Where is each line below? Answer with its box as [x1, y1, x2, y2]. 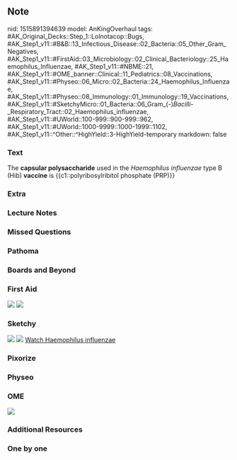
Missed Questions [7, 227, 71, 237]
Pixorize [7, 354, 37, 364]
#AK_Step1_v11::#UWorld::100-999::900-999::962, [7, 115, 154, 123]
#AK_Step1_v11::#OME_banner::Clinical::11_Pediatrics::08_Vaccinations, [7, 69, 213, 78]
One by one [7, 444, 48, 454]
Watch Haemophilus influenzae [24, 336, 116, 344]
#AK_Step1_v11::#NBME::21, [74, 62, 154, 70]
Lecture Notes [7, 208, 57, 218]
